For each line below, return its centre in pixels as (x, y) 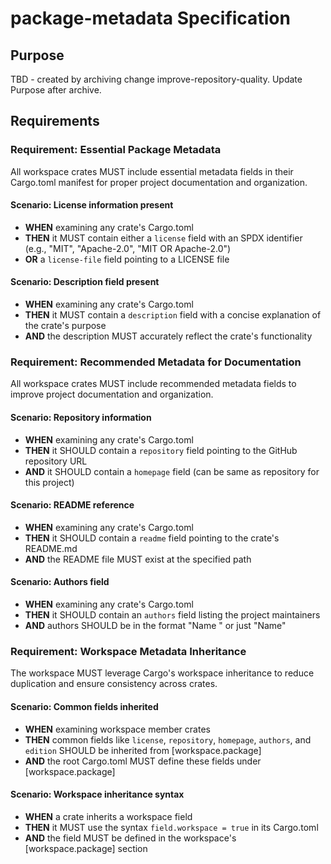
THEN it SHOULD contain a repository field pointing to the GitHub (161, 450)
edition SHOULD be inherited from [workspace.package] (143, 750)
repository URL (56, 461)
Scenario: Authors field (60, 582)
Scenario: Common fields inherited (84, 706)
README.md (51, 548)
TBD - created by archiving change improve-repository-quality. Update (156, 79)
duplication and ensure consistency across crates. (114, 684)
